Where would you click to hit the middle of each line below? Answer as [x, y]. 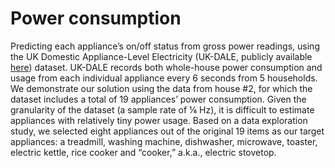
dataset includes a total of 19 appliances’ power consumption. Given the [158, 99]
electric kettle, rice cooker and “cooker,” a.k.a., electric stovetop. [143, 152]
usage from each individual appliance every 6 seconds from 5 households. [164, 78]
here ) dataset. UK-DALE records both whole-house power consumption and [166, 67]
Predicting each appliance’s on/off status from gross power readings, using [165, 46]
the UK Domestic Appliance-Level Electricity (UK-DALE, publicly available [161, 56]
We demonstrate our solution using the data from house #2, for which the [161, 88]
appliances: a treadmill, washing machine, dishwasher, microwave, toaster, [164, 141]
